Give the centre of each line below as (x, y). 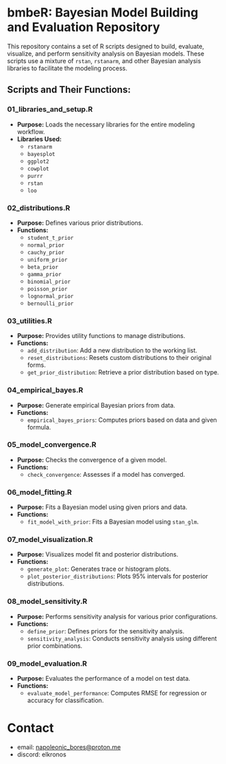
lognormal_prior (50, 296)
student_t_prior (50, 238)
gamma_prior (44, 274)
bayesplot (41, 154)
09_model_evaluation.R (47, 663)
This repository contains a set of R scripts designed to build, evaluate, (105, 46)
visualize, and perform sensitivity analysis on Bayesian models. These (106, 54)
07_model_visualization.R (50, 539)
